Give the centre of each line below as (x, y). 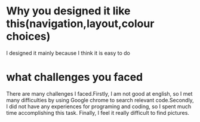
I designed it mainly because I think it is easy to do (68, 53)
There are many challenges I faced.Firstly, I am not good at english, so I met (99, 93)
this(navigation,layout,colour (80, 24)
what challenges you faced (75, 77)
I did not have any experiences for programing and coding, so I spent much (99, 106)
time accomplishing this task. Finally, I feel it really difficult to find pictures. (98, 112)
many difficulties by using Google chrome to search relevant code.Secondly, (100, 100)
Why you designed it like (68, 11)
